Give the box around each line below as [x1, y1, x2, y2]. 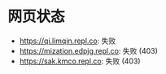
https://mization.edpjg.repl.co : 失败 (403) [19, 46, 158, 55]
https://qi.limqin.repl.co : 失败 [19, 36, 116, 46]
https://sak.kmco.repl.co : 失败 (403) [19, 56, 141, 66]
